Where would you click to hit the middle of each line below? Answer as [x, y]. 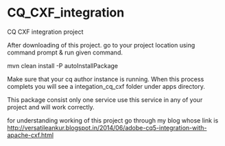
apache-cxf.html [30, 135]
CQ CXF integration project [45, 32]
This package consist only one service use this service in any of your [105, 100]
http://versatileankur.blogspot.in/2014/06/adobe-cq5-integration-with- [107, 127]
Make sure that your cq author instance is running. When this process [106, 79]
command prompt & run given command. [65, 52]
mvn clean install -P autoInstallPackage [63, 65]
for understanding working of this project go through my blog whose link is [113, 120]
